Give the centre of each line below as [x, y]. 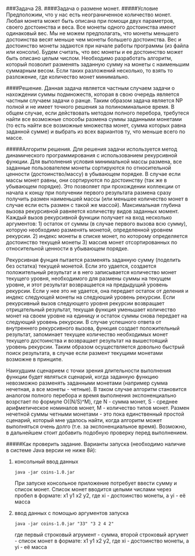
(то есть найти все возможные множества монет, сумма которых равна [96, 125]
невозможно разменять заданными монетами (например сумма [87, 383]
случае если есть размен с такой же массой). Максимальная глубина [93, 205]
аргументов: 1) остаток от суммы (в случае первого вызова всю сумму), [97, 224]
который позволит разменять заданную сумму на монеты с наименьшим [98, 64]
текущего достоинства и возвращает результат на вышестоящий [87, 341]
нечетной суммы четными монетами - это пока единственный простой [95, 414]
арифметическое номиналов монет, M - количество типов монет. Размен [98, 408]
